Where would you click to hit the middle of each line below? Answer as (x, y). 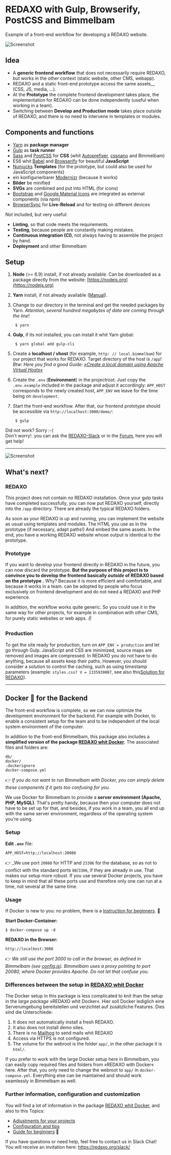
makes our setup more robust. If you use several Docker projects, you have (84, 875)
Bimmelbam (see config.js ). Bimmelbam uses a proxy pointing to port (78, 966)
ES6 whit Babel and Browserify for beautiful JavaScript (70, 161)
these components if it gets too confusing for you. (58, 787)
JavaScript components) (38, 172)
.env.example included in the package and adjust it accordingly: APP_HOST (89, 385)
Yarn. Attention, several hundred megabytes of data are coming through (88, 310)
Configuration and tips (36, 1126)
